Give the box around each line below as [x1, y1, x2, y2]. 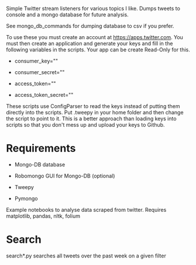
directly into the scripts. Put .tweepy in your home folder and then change [6, 109, 184, 116]
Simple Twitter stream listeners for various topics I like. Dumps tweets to [6, 5, 180, 12]
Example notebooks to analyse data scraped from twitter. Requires [6, 206, 167, 213]
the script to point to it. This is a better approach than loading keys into [6, 115, 177, 122]
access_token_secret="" [14, 92, 74, 98]
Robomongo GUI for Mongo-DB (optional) [14, 172, 115, 179]
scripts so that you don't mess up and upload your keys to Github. [6, 121, 165, 128]
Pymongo [14, 195, 38, 202]
